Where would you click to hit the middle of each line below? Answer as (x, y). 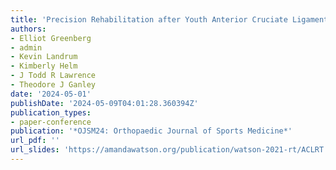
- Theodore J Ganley (53, 85)
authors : (28, 29)
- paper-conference (51, 122)
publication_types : (51, 112)
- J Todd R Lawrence (53, 76)
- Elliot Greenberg (51, 38)
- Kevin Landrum (44, 57)
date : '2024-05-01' (51, 94)
